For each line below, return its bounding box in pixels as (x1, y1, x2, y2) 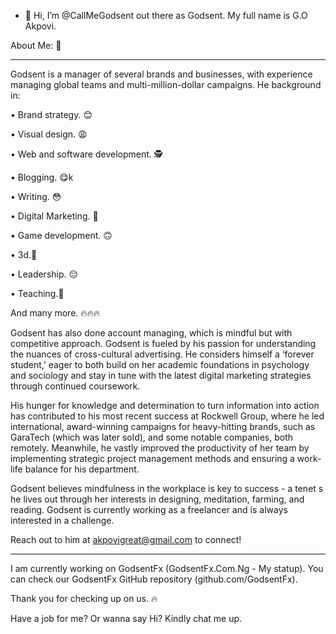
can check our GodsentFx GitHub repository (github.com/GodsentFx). (10, 573, 298, 585)
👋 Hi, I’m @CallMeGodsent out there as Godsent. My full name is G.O (24, 10, 308, 21)
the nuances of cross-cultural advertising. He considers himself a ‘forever (10, 348, 315, 360)
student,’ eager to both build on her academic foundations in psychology (10, 359, 310, 370)
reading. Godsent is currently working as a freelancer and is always (10, 504, 288, 515)
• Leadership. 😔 (10, 268, 79, 280)
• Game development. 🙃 (10, 230, 113, 241)
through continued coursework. (10, 380, 141, 392)
